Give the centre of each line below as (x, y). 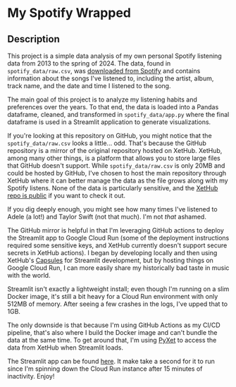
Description (33, 39)
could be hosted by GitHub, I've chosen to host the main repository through (117, 173)
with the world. (29, 275)
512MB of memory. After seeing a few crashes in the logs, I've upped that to (117, 304)
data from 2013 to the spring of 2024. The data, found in (89, 63)
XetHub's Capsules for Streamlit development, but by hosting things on (110, 260)
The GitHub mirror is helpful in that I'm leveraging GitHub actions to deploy (116, 230)
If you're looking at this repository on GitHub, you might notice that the (110, 136)
